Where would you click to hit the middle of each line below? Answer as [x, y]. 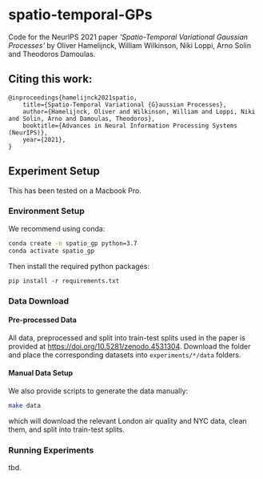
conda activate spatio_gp [51, 251]
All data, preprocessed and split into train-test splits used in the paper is [127, 337]
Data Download [39, 300]
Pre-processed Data [43, 320]
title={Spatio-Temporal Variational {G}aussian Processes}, [125, 105]
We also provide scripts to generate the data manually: [98, 391]
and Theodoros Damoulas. [52, 54]
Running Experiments [51, 450]
